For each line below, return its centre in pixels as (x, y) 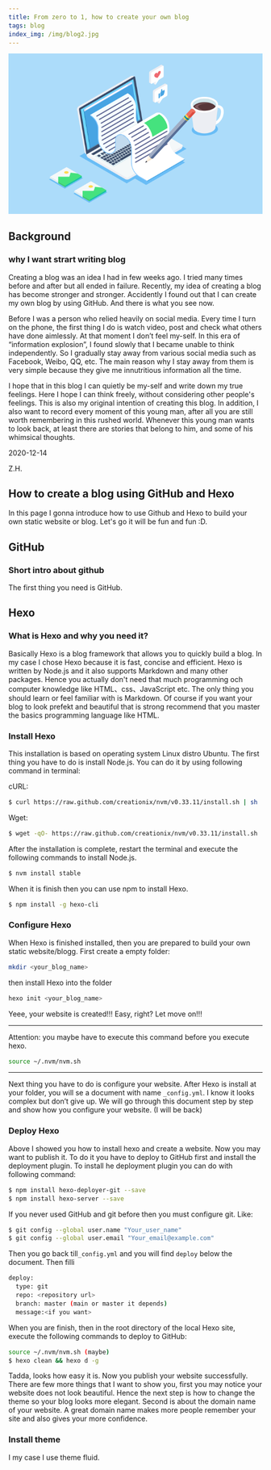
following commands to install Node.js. (73, 857)
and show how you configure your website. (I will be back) (106, 1110)
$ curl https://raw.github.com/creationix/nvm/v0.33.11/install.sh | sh (133, 802)
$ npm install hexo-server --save (67, 1199)
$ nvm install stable (45, 873)
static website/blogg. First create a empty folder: (90, 951)
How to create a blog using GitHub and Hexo (121, 494)
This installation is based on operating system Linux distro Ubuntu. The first (134, 754)
